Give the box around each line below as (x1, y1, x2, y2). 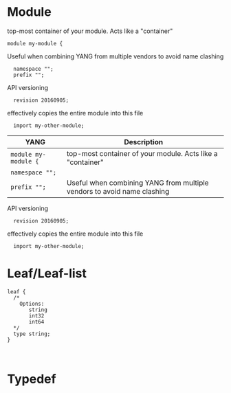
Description (123, 137, 164, 146)
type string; (13, 330, 51, 337)
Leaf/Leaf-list (7, 266, 87, 282)
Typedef (7, 372, 56, 387)
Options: (19, 300, 45, 307)
